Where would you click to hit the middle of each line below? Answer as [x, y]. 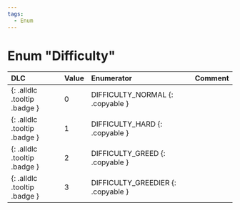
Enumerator [111, 78]
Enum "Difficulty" [61, 56]
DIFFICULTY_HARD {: [127, 124]
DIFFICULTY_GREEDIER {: [134, 183]
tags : [15, 14]
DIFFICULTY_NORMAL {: [132, 95]
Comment [212, 78]
